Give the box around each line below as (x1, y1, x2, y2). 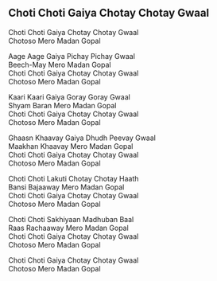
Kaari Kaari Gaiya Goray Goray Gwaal (8, 92, 131, 102)
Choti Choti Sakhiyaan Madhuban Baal (8, 214, 134, 224)
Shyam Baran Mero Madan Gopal (8, 100, 117, 110)
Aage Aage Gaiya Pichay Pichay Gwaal (8, 51, 135, 60)
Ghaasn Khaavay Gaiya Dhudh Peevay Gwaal (8, 133, 157, 142)
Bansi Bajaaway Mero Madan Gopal (8, 182, 125, 192)
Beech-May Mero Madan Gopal (8, 60, 111, 69)
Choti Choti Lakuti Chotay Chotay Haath (8, 174, 139, 183)
